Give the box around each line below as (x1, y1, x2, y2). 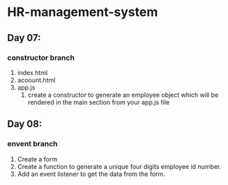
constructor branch (7, 53, 75, 63)
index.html (17, 68, 48, 77)
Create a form (17, 154, 58, 163)
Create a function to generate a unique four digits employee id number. (17, 162, 222, 170)
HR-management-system (7, 4, 158, 20)
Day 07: (7, 32, 41, 44)
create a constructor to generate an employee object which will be (27, 90, 219, 99)
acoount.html (17, 76, 56, 84)
